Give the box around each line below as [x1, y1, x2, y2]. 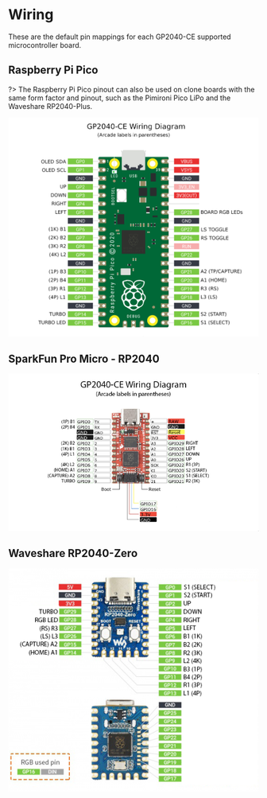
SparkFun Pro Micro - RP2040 [8, 352, 161, 365]
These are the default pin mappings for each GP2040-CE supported [8, 32, 232, 41]
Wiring [8, 6, 54, 24]
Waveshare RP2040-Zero [8, 547, 138, 560]
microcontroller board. [8, 40, 82, 49]
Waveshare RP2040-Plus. [8, 101, 93, 111]
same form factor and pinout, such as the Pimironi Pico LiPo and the [8, 93, 231, 103]
